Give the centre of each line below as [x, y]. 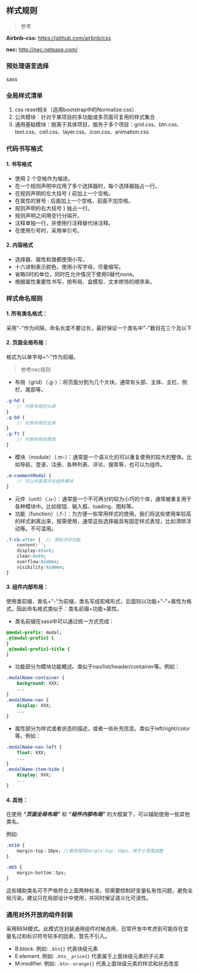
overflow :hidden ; [38, 562]
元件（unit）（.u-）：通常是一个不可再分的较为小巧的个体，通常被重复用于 [103, 499]
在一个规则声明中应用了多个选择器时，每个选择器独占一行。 [87, 186]
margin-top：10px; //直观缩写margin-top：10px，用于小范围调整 [90, 851]
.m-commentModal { [29, 476]
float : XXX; [31, 753]
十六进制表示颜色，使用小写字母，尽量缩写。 [69, 266]
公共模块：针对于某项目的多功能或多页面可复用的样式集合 [85, 117]
